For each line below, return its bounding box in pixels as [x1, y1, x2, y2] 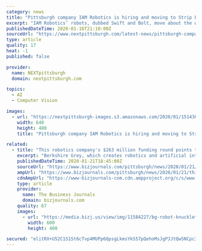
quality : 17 [6, 43, 36, 49]
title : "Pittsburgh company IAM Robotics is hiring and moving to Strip [6, 14, 192, 20]
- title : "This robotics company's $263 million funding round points [11, 147, 192, 153]
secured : [6, 236, 28, 242]
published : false [6, 53, 50, 59]
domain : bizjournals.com [22, 198, 85, 204]
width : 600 [28, 220, 55, 226]
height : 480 [17, 125, 47, 131]
